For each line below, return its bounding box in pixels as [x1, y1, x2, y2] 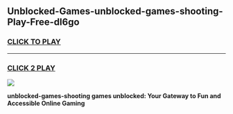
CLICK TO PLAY [7, 37, 61, 47]
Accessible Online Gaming [7, 99, 85, 107]
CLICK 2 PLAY [7, 63, 55, 73]
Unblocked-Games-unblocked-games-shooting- [7, 6, 223, 17]
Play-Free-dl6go [7, 17, 80, 28]
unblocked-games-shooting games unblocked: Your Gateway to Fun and [7, 91, 221, 99]
